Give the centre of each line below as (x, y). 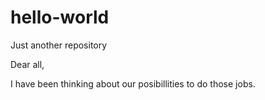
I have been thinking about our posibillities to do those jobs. (133, 83)
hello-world (60, 17)
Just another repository (59, 45)
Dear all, (27, 64)
